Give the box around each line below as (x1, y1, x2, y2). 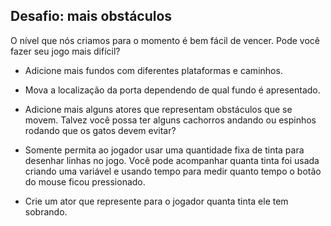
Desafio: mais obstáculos (10, 8, 173, 25)
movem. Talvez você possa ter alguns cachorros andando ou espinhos (24, 114, 317, 126)
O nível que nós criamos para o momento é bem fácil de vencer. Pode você (10, 34, 320, 46)
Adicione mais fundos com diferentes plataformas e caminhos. (24, 64, 283, 76)
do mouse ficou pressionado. (24, 175, 146, 188)
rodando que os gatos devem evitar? (24, 124, 177, 136)
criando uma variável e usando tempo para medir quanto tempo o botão (24, 165, 322, 177)
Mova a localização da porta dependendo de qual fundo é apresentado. (24, 84, 321, 96)
